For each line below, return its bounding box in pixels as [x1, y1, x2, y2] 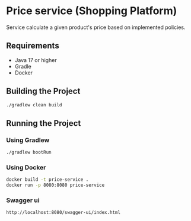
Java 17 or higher [14, 56, 58, 63]
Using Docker [6, 163, 46, 171]
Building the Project [6, 86, 81, 96]
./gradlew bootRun [6, 149, 52, 155]
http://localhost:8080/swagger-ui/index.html [6, 210, 120, 216]
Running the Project [6, 118, 81, 128]
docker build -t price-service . [6, 177, 89, 183]
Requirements [6, 41, 59, 51]
